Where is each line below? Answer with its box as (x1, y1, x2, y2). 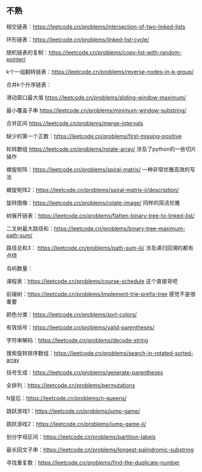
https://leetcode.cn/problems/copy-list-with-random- (48, 48, 182, 56)
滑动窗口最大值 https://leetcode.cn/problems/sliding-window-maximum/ (6, 93, 186, 101)
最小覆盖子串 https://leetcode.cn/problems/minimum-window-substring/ (6, 107, 187, 114)
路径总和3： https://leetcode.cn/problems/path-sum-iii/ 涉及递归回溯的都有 (6, 244, 194, 251)
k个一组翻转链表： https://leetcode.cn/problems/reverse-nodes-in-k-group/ (6, 68, 194, 75)
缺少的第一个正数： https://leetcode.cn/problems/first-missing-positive (6, 132, 182, 139)
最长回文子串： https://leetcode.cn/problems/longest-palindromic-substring (6, 446, 194, 453)
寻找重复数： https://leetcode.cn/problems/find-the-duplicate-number (6, 459, 180, 466)
